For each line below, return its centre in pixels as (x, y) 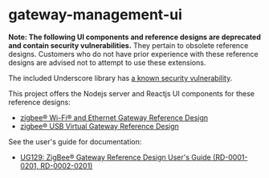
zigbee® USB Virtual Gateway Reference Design (99, 126)
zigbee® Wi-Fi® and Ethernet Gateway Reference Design (114, 117)
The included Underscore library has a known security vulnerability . (120, 78)
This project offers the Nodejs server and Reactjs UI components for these (132, 93)
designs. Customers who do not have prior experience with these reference (133, 54)
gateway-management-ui (96, 15)
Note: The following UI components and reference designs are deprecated (134, 37)
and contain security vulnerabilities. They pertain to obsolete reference (128, 45)
